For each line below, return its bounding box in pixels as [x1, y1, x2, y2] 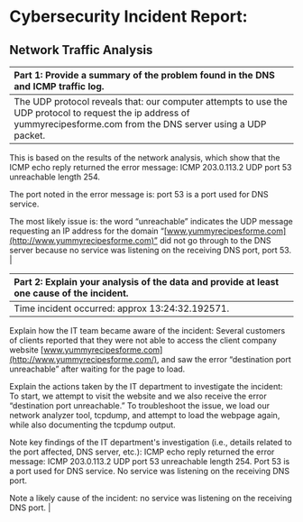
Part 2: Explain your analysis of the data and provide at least [14, 276, 280, 288]
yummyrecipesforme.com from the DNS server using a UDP [14, 118, 267, 130]
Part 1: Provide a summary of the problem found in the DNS [14, 69, 275, 81]
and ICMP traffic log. [14, 80, 105, 92]
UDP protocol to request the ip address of [14, 106, 190, 119]
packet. [14, 129, 46, 142]
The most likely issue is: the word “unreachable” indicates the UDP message [9, 216, 293, 226]
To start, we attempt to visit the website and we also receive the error [9, 390, 268, 401]
